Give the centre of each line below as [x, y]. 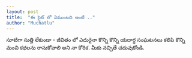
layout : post [22, 12]
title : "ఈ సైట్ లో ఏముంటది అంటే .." [51, 17]
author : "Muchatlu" [31, 23]
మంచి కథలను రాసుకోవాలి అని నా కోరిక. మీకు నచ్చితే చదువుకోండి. [76, 48]
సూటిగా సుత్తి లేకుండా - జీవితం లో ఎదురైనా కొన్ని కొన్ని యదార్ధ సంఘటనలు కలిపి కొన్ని [96, 40]
